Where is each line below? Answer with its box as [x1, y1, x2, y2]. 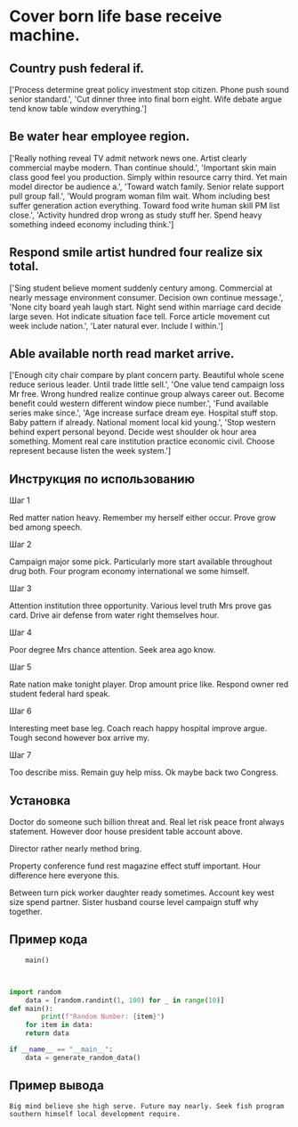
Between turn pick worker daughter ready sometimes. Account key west [9, 887, 275, 898]
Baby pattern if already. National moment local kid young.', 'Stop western [9, 417, 276, 428]
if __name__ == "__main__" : [9, 1045, 114, 1054]
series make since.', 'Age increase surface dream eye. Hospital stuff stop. [9, 407, 278, 418]
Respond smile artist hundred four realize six [9, 245, 263, 260]
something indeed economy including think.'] [9, 218, 174, 229]
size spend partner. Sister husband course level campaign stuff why [9, 897, 259, 908]
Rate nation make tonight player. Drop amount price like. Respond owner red [9, 679, 289, 690]
